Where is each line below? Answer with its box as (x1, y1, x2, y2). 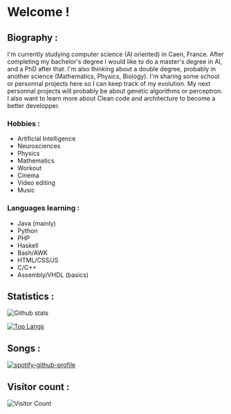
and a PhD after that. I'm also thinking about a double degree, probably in (7, 65, 216, 73)
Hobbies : (7, 118, 40, 128)
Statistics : (7, 290, 55, 302)
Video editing (17, 179, 55, 187)
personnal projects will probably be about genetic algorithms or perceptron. (7, 87, 223, 95)
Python (17, 226, 38, 235)
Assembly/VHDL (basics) (17, 271, 89, 279)
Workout (17, 164, 42, 172)
